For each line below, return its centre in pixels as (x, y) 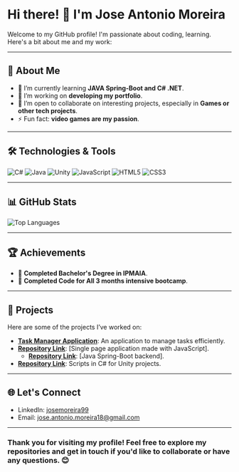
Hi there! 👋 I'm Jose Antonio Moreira (116, 15)
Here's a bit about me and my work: (60, 41)
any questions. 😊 (38, 460)
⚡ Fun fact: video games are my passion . (79, 119)
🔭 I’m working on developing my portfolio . (80, 95)
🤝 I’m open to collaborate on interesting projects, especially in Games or (123, 103)
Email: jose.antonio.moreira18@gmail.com (79, 417)
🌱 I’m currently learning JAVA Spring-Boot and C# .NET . (101, 88)
